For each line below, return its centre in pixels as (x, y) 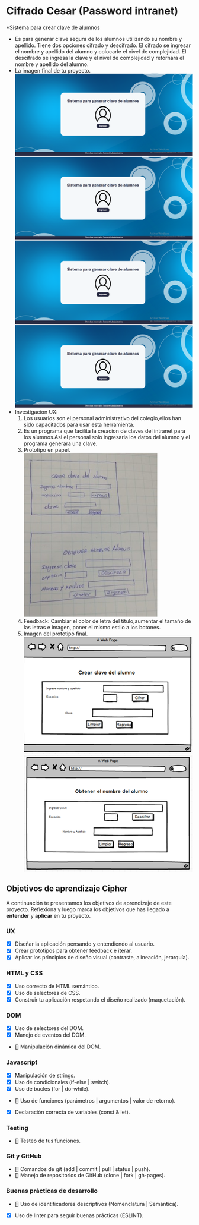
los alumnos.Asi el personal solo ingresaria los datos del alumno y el (107, 437)
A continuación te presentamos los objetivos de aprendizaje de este (89, 903)
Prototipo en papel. (47, 450)
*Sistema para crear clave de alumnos (53, 27)
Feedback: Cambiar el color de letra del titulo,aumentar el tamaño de (107, 621)
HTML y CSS (25, 973)
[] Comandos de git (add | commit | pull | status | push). (82, 1169)
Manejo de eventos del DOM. (50, 1035)
